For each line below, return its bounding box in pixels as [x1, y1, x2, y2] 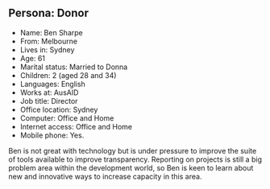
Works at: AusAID [19, 88, 79, 97]
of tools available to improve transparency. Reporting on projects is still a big [8, 154, 262, 164]
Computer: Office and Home [19, 113, 114, 123]
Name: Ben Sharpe [19, 27, 83, 37]
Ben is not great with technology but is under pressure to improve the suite [8, 146, 257, 155]
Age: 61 [19, 53, 46, 63]
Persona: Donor [8, 6, 89, 20]
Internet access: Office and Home [19, 121, 133, 131]
